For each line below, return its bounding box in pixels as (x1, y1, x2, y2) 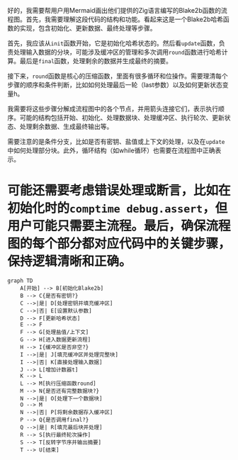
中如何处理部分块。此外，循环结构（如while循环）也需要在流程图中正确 (7, 146, 215, 155)
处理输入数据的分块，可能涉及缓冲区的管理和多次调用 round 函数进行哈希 (13, 48, 222, 56)
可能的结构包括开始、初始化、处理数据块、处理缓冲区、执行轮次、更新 (19, 113, 225, 122)
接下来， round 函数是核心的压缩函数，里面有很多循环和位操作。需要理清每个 (7, 72, 228, 80)
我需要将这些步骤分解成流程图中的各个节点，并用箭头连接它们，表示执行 (7, 105, 218, 113)
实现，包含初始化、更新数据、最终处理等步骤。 (19, 24, 157, 32)
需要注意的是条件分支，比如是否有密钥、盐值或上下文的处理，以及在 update (7, 138, 225, 145)
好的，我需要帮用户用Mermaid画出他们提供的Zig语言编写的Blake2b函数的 (7, 6, 222, 14)
